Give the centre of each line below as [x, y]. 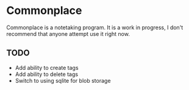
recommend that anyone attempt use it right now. [68, 33]
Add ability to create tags [47, 67]
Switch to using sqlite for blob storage [63, 80]
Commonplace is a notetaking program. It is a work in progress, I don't [95, 27]
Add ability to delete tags [46, 74]
